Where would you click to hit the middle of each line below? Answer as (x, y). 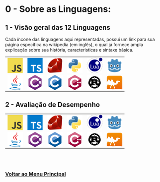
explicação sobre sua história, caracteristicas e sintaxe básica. (69, 50)
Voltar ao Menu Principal (36, 174)
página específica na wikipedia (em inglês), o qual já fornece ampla (74, 45)
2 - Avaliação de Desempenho (53, 104)
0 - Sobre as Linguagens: (58, 9)
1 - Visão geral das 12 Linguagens (58, 28)
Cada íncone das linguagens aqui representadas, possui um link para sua (80, 39)
